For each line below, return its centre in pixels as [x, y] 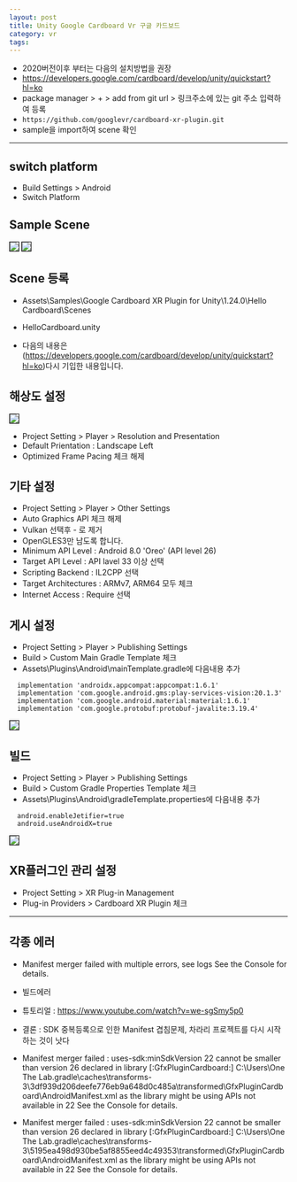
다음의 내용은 [45, 345]
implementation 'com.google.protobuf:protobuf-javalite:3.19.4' [138, 709]
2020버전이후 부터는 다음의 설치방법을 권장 [97, 68]
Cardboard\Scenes [57, 310]
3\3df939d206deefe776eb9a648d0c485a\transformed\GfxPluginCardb [152, 1086]
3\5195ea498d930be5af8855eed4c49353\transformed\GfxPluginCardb [153, 1150]
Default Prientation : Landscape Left [88, 445]
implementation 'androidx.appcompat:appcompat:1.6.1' [118, 686]
